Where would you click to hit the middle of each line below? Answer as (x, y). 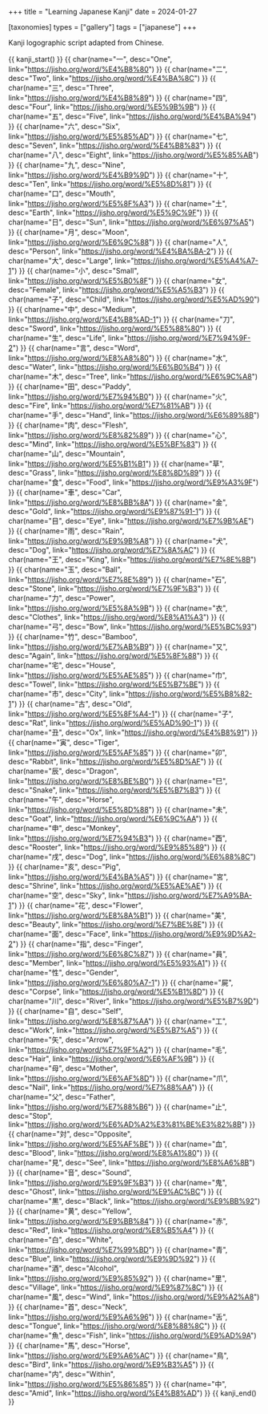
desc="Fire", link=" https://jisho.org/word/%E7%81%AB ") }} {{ (110, 405)
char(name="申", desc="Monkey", (64, 828)
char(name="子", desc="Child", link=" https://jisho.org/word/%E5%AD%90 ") (134, 299)
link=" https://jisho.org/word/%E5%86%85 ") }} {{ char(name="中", (118, 1384)
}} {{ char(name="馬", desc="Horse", (69, 1345)
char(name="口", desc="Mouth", (62, 193)
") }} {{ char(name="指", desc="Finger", (78, 944)
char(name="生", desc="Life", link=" (68, 338)
